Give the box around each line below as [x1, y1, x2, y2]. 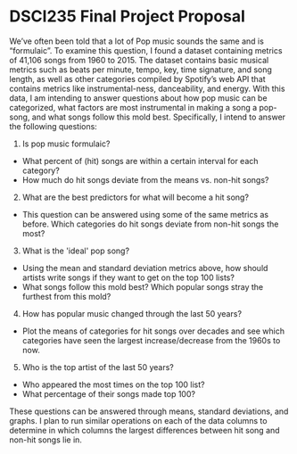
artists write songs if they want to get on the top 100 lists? [21, 272, 235, 283]
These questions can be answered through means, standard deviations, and [9, 406, 289, 417]
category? [21, 165, 60, 176]
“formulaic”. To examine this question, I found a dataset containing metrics [9, 45, 283, 55]
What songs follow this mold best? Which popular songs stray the [21, 281, 264, 292]
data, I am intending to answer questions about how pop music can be [9, 92, 268, 103]
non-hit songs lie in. [9, 434, 83, 445]
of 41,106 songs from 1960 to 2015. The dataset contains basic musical [9, 54, 269, 65]
